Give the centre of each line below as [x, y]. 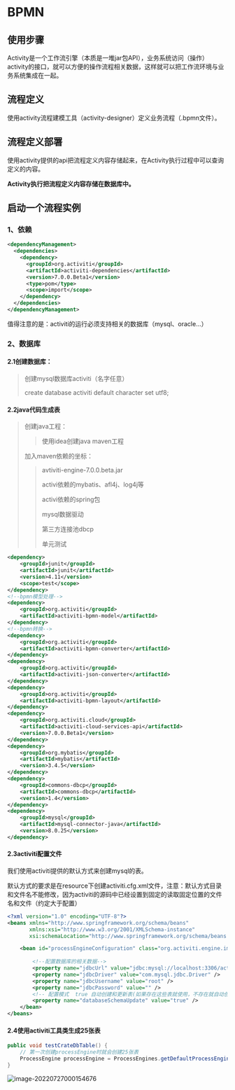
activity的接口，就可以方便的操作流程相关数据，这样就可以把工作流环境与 [113, 67]
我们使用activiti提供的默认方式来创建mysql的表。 [78, 871]
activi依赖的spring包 [71, 499]
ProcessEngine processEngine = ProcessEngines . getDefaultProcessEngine [126, 1059]
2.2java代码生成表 [34, 410]
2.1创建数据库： [30, 362]
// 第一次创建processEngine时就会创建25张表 [79, 1052]
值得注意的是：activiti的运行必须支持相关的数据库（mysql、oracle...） [107, 323]
